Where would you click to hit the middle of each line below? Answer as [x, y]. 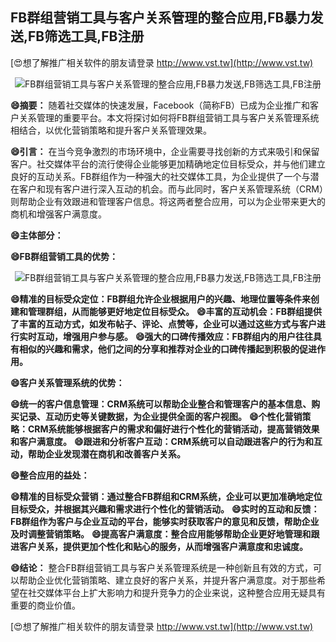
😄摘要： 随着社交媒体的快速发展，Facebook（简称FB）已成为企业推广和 [160, 105]
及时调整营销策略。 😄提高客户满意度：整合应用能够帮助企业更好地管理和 [161, 534]
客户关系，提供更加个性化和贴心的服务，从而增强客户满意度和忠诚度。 [163, 546]
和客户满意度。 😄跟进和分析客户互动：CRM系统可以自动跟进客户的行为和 [162, 441]
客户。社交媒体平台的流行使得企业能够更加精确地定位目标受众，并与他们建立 [168, 164]
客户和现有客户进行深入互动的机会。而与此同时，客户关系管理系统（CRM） [171, 189]
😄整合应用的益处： [50, 475]
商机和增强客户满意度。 [58, 214]
